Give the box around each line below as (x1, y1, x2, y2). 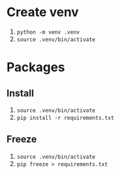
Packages (6, 59, 66, 76)
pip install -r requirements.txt (16, 114, 115, 121)
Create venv (6, 4, 79, 20)
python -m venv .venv (16, 29, 80, 36)
